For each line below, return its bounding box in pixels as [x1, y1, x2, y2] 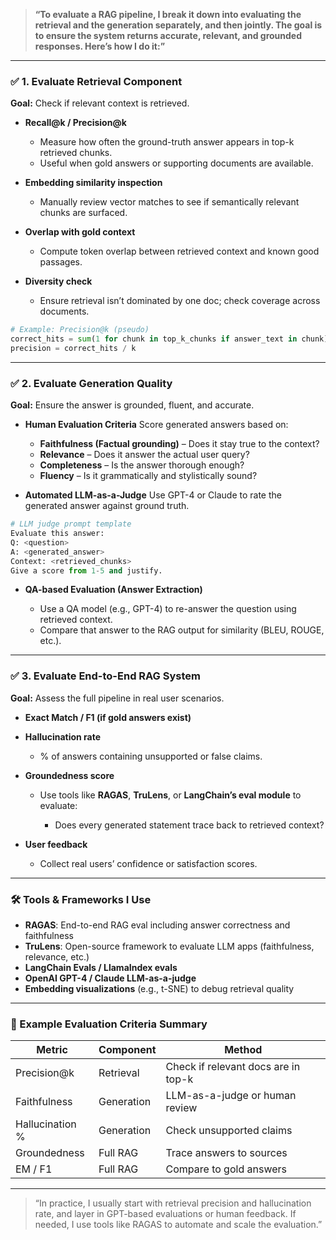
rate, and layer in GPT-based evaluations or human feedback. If [34, 1208, 297, 1220]
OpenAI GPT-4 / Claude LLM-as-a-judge [24, 972, 197, 984]
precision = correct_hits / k [10, 344, 137, 354]
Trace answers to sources [165, 1146, 288, 1160]
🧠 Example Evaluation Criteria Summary [10, 1017, 208, 1031]
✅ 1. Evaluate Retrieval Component [10, 74, 183, 88]
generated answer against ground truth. [24, 500, 190, 512]
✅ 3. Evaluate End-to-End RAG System [10, 669, 201, 683]
